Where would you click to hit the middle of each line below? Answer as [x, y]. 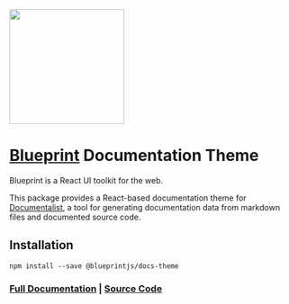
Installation [41, 245]
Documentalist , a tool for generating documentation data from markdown [145, 207]
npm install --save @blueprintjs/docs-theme [94, 266]
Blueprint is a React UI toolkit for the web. [86, 180]
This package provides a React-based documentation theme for [128, 198]
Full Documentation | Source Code [86, 289]
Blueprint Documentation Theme [134, 156]
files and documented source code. [75, 217]
